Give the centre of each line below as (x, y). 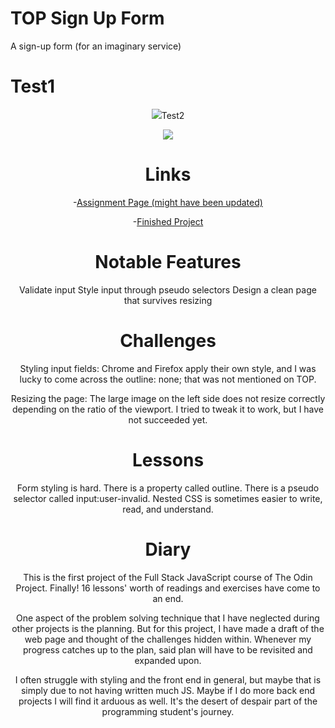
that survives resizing (168, 300)
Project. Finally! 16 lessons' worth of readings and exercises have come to (168, 588)
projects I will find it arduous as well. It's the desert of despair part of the (168, 701)
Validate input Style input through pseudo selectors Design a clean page (168, 289)
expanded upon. (168, 660)
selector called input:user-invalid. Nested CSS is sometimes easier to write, (168, 498)
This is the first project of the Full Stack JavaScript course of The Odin (168, 577)
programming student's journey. (168, 711)
